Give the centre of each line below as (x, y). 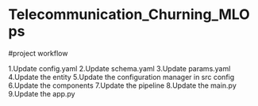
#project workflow (38, 53)
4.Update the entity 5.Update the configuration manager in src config (121, 77)
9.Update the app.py (42, 93)
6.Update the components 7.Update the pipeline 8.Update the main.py (122, 85)
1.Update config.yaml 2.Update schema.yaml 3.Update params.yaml (119, 68)
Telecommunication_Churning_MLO (129, 15)
